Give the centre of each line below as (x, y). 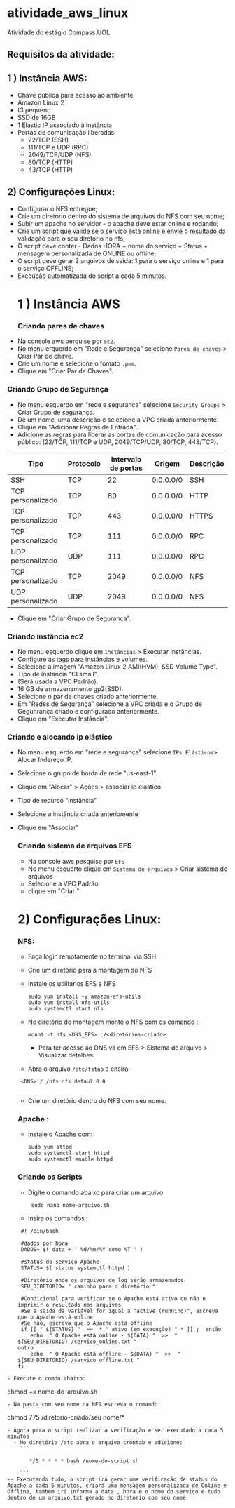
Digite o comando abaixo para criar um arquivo (95, 1192)
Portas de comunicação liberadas (66, 133)
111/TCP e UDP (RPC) (58, 147)
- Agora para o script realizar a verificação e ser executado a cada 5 (115, 1430)
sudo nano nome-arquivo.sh (70, 1205)
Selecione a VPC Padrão (63, 883)
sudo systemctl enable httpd (70, 1159)
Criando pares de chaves (61, 326)
